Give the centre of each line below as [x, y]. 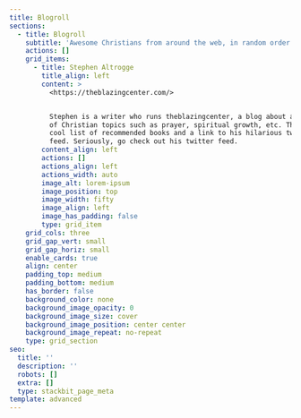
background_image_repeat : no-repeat [94, 333]
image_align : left [76, 208]
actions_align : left [80, 166]
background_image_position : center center [106, 324]
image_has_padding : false [90, 217]
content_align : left [80, 150]
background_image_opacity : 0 [80, 308]
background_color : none [70, 299]
